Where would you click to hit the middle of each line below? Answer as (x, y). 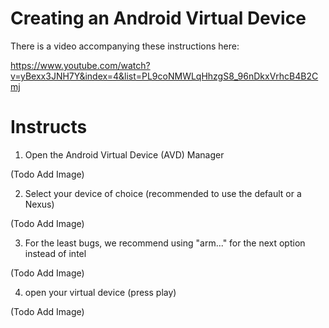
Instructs (49, 127)
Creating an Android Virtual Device (158, 18)
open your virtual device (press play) (100, 292)
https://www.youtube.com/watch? (80, 65)
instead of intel (55, 253)
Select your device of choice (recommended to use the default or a (163, 193)
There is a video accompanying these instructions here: (125, 46)
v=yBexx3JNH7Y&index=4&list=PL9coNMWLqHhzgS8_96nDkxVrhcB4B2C (164, 76)
